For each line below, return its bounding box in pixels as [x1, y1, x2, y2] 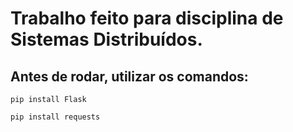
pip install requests [10, 112, 101, 122]
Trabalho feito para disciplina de [10, 7, 284, 30]
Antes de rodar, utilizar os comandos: [10, 68, 249, 85]
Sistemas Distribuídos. [10, 28, 203, 51]
